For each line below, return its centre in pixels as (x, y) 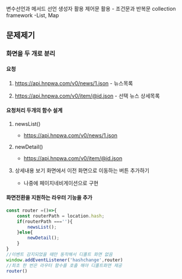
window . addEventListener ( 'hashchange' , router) (65, 260)
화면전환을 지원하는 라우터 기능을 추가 (50, 197)
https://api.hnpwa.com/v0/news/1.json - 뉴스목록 (74, 83)
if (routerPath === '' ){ (45, 221)
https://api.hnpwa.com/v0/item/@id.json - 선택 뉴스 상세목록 (87, 96)
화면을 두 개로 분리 (31, 54)
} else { (25, 232)
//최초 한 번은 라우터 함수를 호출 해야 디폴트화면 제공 (64, 265)
